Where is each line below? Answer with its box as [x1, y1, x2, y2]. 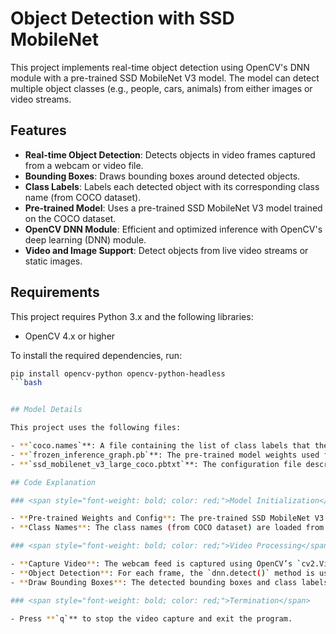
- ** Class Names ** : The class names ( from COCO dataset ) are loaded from [10, 523, 325, 533]
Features [10, 122, 67, 139]
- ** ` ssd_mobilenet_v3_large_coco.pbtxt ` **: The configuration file [10, 459, 302, 469]
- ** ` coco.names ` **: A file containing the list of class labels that [10, 441, 311, 451]
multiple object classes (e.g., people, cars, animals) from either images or [10, 82, 313, 94]
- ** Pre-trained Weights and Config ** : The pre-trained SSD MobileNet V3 [10, 513, 325, 524]
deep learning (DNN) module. [24, 233, 147, 246]
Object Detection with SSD [10, 7, 235, 30]
